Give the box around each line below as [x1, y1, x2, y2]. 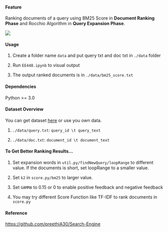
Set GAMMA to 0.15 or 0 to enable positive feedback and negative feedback [12, 184, 163, 190]
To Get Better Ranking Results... [5, 148, 73, 154]
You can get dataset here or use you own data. [5, 117, 102, 123]
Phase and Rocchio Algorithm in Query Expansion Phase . [5, 21, 125, 27]
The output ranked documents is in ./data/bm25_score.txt [12, 72, 133, 78]
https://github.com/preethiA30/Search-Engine [5, 221, 101, 227]
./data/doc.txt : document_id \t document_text [12, 137, 110, 143]
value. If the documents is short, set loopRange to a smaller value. [12, 165, 149, 171]
